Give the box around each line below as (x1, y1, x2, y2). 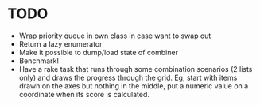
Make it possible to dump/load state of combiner (18, 47, 178, 57)
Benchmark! (18, 56, 59, 66)
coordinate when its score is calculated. (18, 89, 150, 99)
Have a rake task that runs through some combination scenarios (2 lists (18, 64, 253, 73)
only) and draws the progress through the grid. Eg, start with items (18, 73, 238, 82)
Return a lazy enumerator (18, 39, 103, 48)
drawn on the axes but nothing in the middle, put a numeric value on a (18, 81, 249, 91)
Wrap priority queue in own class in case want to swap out (18, 31, 211, 40)
